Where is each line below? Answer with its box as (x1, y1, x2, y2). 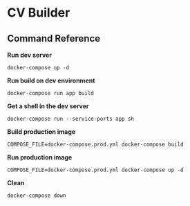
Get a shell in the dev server (7, 102, 89, 110)
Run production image (7, 153, 73, 161)
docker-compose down (7, 192, 67, 199)
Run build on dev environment (7, 76, 95, 85)
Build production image (7, 128, 76, 136)
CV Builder (7, 5, 70, 21)
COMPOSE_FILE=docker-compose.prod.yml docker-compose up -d (7, 166, 184, 173)
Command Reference (7, 33, 101, 44)
